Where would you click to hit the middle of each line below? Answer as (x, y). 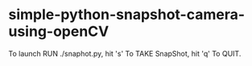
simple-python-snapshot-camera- (127, 15)
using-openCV (59, 31)
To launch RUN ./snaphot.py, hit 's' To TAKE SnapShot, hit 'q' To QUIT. (125, 53)
